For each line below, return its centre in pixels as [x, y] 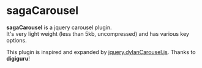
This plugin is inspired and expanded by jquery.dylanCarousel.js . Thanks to [101, 52]
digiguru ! [18, 58]
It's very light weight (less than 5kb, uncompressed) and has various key [98, 33]
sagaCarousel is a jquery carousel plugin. [59, 27]
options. [17, 40]
